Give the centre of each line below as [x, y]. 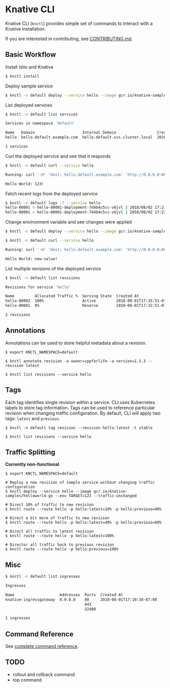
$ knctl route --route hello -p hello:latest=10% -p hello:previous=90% [83, 509]
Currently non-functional [32, 464]
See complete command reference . [42, 646]
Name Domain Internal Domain [61, 133]
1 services [17, 146]
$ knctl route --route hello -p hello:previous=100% [62, 549]
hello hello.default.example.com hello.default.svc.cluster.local [79, 137]
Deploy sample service [29, 86]
